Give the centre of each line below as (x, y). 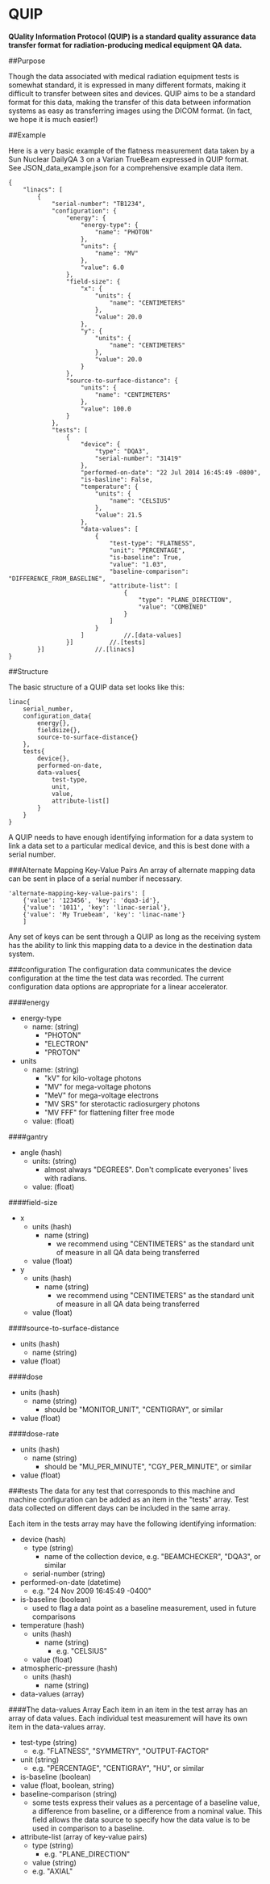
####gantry (28, 1136)
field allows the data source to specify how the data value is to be (141, 1819)
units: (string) (54, 1161)
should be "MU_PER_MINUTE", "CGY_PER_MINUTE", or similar (148, 1466)
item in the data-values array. (57, 1726)
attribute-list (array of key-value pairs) (83, 1836)
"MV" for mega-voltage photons (98, 1086)
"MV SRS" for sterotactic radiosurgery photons (122, 1103)
